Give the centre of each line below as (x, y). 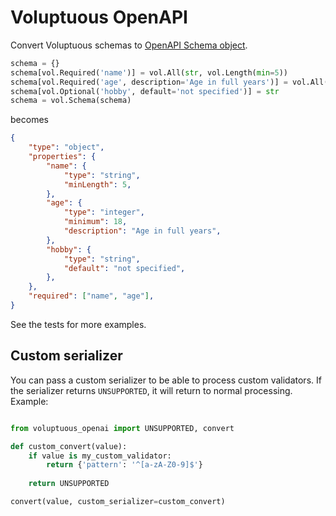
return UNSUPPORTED (69, 484)
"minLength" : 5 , (97, 184)
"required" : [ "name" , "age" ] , (91, 296)
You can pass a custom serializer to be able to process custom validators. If (166, 380)
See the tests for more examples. (78, 324)
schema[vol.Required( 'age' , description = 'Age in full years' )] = (149, 82)
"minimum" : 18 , (95, 222)
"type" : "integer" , (104, 212)
